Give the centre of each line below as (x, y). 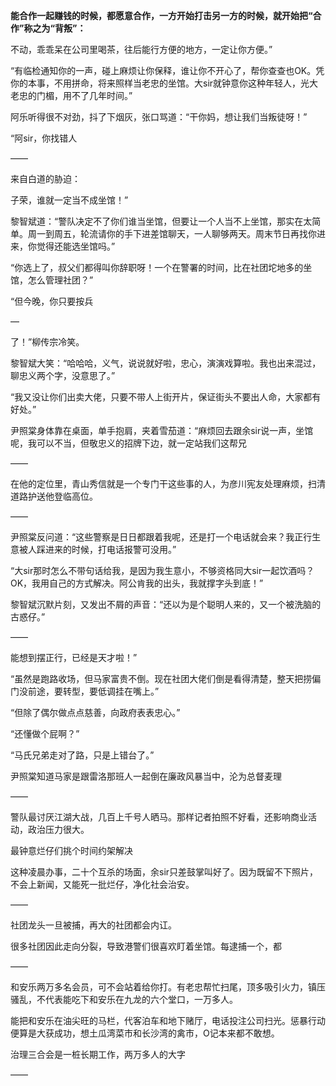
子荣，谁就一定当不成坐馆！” (69, 200)
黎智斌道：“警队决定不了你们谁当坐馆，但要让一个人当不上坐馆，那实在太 (161, 221)
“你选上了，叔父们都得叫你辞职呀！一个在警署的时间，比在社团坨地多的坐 (161, 267)
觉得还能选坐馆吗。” (76, 246)
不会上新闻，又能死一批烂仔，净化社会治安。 (102, 884)
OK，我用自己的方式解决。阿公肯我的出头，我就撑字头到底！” (137, 583)
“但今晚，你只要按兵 (52, 301)
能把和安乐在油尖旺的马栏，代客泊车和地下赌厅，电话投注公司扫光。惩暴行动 (168, 1020)
